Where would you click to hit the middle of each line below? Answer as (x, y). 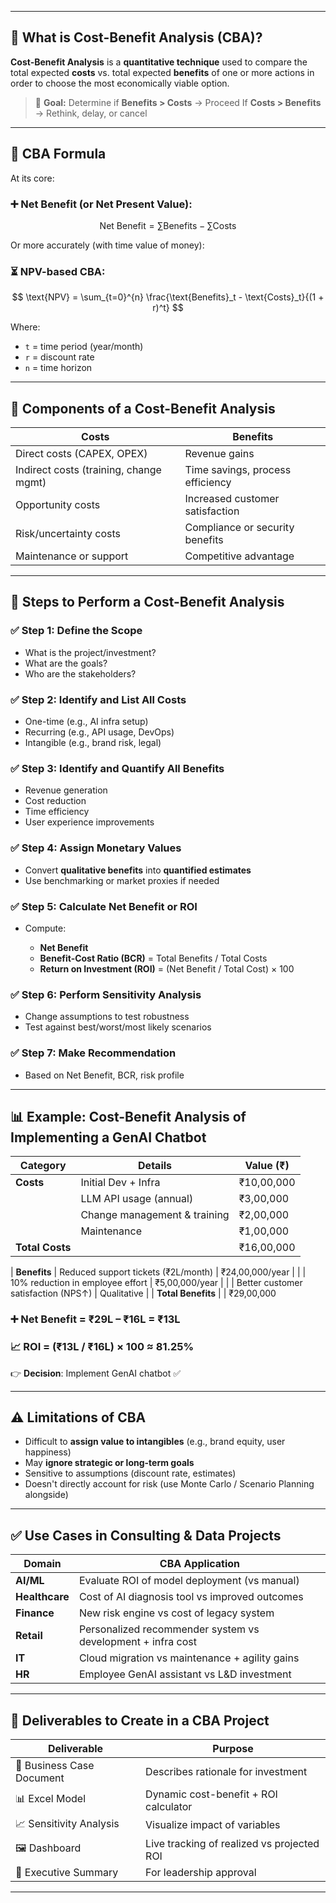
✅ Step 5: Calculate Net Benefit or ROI (104, 906)
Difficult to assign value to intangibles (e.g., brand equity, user (155, 1442)
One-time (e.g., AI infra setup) (86, 722)
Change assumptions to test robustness (107, 1017)
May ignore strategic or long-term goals (109, 1463)
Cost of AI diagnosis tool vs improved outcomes (191, 1597)
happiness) (48, 1452)
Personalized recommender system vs (169, 1629)
